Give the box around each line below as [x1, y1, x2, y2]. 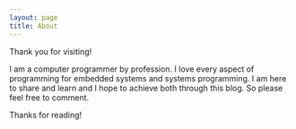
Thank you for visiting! [9, 46, 92, 56]
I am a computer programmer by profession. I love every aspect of [9, 64, 255, 74]
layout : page [9, 13, 58, 22]
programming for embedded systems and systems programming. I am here [9, 73, 287, 83]
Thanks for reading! [9, 109, 83, 120]
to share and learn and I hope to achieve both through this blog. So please [9, 82, 283, 93]
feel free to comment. [9, 91, 90, 103]
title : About [9, 21, 58, 30]
